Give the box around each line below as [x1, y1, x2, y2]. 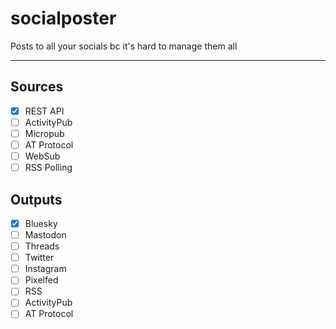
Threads [24, 240, 60, 252]
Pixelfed [24, 274, 59, 286]
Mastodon [24, 229, 67, 241]
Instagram [24, 263, 67, 275]
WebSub [24, 150, 61, 162]
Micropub [24, 127, 65, 139]
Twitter [24, 252, 55, 264]
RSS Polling [24, 162, 73, 174]
